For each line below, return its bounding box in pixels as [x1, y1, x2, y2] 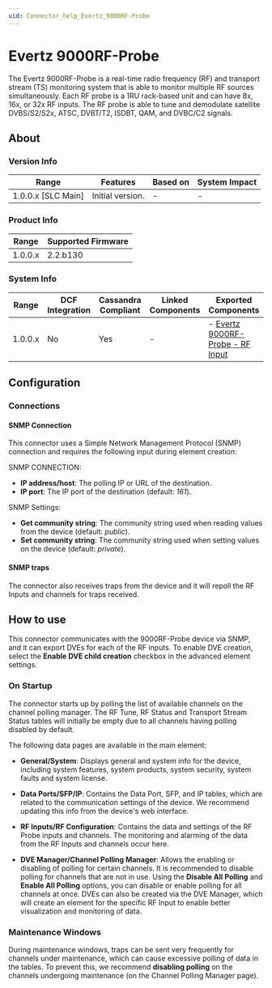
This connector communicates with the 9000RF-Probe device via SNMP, [8, 634, 251, 644]
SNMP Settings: [8, 503, 62, 513]
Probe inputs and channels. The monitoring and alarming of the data [19, 830, 249, 840]
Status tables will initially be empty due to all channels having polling [8, 716, 237, 726]
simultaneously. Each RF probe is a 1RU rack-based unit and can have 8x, [8, 91, 253, 100]
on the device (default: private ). [19, 544, 126, 554]
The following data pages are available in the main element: [8, 740, 207, 750]
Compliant [100, 304, 141, 316]
